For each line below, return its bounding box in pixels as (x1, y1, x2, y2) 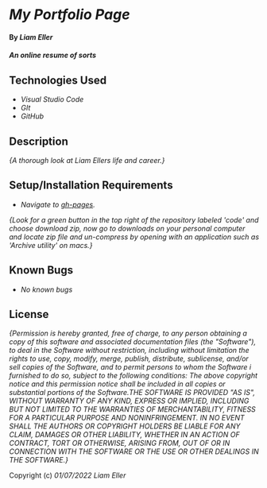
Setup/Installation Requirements (9, 179, 173, 192)
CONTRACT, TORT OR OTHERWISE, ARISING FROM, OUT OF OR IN (9, 439, 230, 448)
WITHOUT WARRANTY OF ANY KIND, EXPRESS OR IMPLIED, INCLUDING (9, 396, 250, 406)
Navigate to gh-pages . (20, 199, 95, 209)
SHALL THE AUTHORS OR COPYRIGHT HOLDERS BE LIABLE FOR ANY (9, 421, 241, 431)
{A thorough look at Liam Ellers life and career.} (9, 156, 165, 165)
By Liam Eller (9, 32, 53, 41)
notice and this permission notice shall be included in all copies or (9, 379, 226, 389)
